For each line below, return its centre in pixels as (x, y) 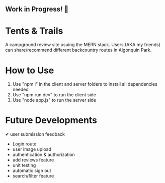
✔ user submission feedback (35, 134)
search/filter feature (33, 176)
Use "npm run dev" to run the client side (54, 95)
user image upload (32, 149)
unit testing (24, 165)
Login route (24, 144)
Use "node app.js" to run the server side (54, 100)
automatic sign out (32, 170)
